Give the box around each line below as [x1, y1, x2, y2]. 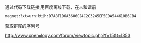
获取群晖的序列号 [5, 23, 40, 29]
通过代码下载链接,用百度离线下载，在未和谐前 [5, 4, 97, 10]
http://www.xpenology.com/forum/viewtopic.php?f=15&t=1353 [5, 33, 131, 38]
